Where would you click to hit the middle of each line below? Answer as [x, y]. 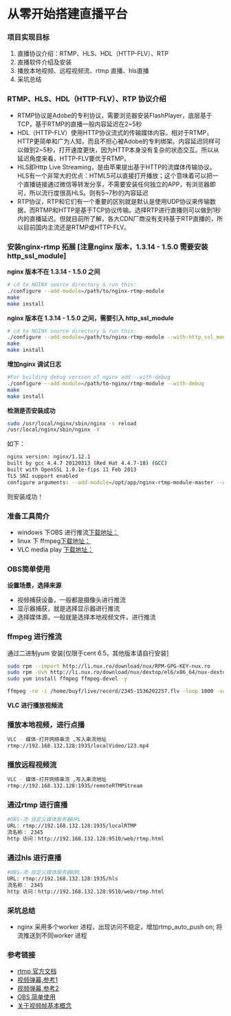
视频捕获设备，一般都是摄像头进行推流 [71, 600]
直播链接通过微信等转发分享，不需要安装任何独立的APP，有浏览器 [117, 184]
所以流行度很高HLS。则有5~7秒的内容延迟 [89, 193]
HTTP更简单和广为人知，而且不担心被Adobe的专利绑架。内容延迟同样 [116, 141]
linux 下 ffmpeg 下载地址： [54, 541]
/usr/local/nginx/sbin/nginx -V [53, 430]
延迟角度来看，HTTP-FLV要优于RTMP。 [74, 158]
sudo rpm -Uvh [27, 673]
